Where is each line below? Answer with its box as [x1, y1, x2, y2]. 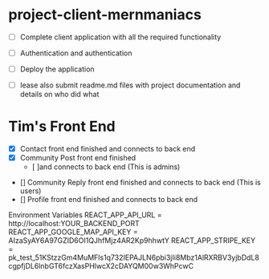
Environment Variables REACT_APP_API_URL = [8, 210, 162, 220]
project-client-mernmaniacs [8, 6, 202, 24]
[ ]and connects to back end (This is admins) [31, 162, 181, 172]
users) [19, 186, 42, 196]
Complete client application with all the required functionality [19, 32, 222, 42]
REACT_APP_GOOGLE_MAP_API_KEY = [8, 227, 138, 237]
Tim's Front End [8, 118, 116, 135]
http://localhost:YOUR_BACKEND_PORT [8, 219, 141, 228]
